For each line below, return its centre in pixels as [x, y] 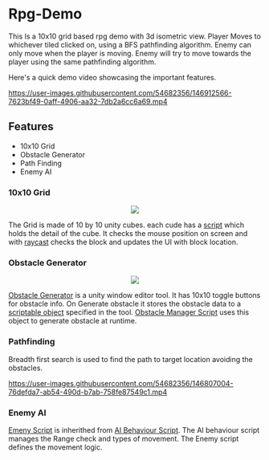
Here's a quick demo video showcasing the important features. [112, 77]
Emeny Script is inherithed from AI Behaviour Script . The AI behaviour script [134, 429]
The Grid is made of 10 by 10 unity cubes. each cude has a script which [126, 225]
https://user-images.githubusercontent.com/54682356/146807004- [121, 383]
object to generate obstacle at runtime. [73, 321]
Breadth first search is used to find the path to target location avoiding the [130, 359]
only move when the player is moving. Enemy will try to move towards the [130, 53]
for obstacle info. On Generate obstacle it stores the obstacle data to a [125, 304]
